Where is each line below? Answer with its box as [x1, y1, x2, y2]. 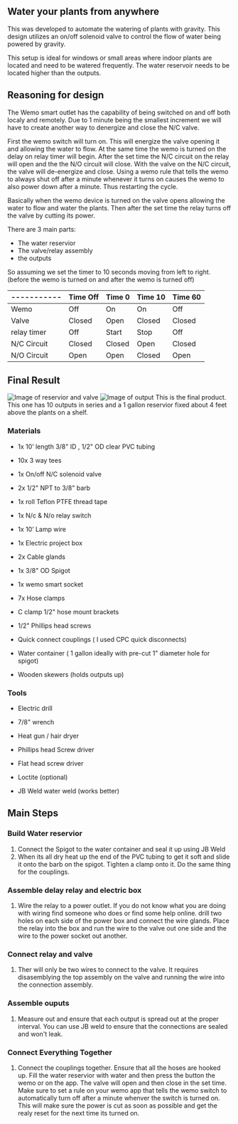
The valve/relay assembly [17, 246, 94, 255]
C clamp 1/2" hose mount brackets [17, 607, 119, 616]
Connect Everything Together [7, 1047, 112, 1057]
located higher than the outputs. [7, 68, 102, 77]
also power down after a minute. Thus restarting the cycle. [7, 182, 178, 191]
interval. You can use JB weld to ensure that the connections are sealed [17, 1022, 228, 1030]
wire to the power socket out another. [17, 931, 128, 941]
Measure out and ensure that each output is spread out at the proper [17, 1015, 219, 1023]
